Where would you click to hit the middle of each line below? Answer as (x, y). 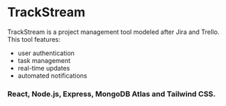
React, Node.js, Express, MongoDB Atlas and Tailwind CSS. (112, 94)
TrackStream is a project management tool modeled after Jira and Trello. (113, 32)
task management (44, 60)
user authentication (46, 53)
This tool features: (34, 39)
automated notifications (52, 76)
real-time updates (44, 68)
